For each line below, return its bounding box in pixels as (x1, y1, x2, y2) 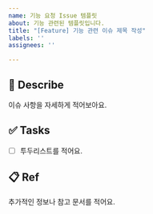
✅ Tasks (8, 124, 50, 137)
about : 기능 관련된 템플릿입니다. (8, 19, 105, 27)
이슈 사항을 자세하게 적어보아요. (8, 100, 107, 109)
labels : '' (8, 34, 45, 42)
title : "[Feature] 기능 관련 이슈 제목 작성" (8, 26, 147, 34)
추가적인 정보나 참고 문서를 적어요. (8, 196, 115, 206)
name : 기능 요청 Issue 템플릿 (8, 11, 98, 20)
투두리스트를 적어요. (19, 145, 83, 156)
